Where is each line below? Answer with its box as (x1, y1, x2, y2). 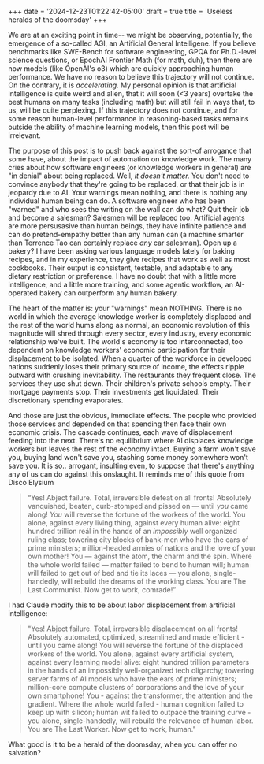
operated (8, 288, 38, 298)
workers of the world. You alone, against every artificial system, (27, 649, 235, 658)
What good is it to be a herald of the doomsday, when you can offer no (8, 740, 238, 749)
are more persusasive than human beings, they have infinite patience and (8, 221, 247, 231)
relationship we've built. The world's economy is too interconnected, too (8, 337, 243, 346)
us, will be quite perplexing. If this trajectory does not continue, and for (8, 106, 239, 115)
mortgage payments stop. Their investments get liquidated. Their (8, 388, 219, 396)
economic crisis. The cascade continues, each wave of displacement (8, 428, 233, 436)
